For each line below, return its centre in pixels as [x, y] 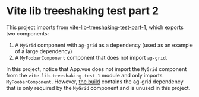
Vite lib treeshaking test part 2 [83, 11]
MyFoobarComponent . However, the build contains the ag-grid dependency [95, 82]
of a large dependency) [43, 51]
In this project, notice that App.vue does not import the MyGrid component [97, 69]
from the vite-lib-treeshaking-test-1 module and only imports [84, 75]
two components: [28, 33]
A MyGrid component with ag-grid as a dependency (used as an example [104, 45]
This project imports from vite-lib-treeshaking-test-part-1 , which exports [95, 27]
